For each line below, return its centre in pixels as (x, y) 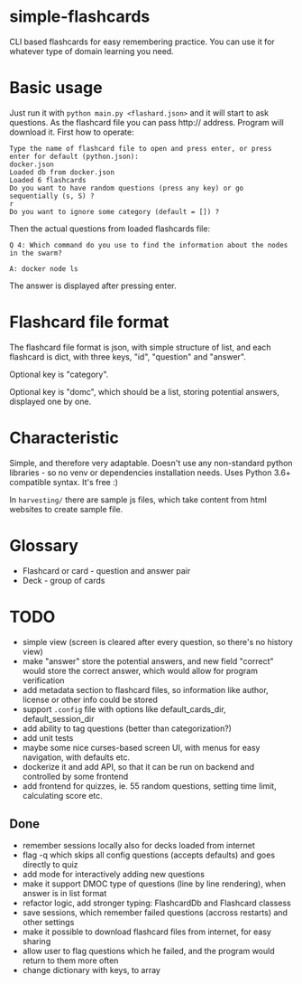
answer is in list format (64, 894)
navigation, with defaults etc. (76, 757)
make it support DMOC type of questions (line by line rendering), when (154, 884)
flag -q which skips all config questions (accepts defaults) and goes (149, 855)
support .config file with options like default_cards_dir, (124, 709)
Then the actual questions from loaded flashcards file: (110, 229)
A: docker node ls (44, 268)
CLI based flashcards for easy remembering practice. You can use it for (142, 42)
